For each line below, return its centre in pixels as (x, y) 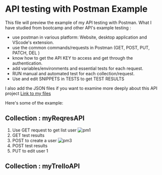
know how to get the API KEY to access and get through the (72, 58)
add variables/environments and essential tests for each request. (78, 68)
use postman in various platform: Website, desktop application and (80, 37)
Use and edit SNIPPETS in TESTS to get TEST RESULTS (68, 79)
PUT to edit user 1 (30, 151)
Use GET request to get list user (44, 130)
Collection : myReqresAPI (45, 118)
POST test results (30, 146)
